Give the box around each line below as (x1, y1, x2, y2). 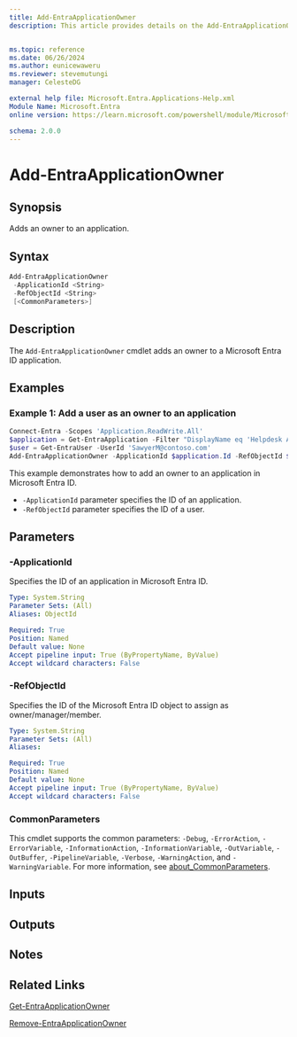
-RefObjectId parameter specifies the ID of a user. (21, 503, 205, 514)
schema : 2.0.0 (9, 126, 62, 136)
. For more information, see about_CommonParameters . (68, 861, 271, 871)
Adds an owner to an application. (9, 223, 130, 234)
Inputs (9, 887, 46, 902)
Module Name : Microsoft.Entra (9, 102, 121, 111)
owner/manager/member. (9, 709, 102, 720)
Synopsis (9, 199, 62, 214)
